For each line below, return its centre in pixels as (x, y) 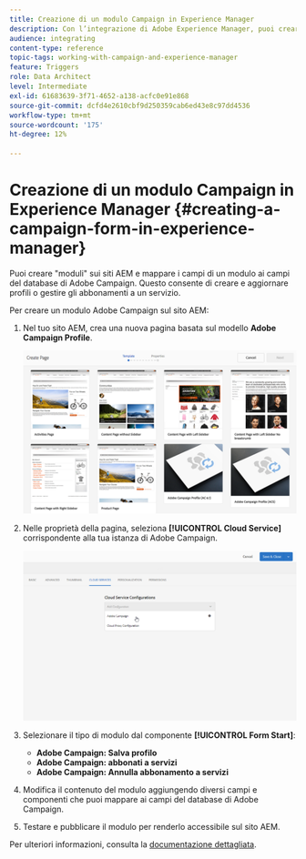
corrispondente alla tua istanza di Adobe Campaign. (120, 538)
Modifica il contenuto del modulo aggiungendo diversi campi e (140, 789)
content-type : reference (56, 48)
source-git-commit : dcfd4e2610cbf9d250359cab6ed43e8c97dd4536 (130, 106)
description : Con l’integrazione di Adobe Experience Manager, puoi (142, 29)
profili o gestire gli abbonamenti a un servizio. (95, 292)
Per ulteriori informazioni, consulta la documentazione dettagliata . (133, 844)
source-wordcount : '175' (56, 125)
